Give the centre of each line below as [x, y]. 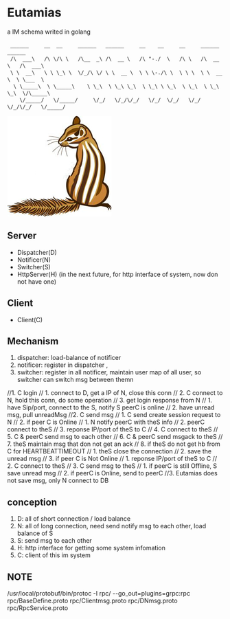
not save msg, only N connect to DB [58, 481]
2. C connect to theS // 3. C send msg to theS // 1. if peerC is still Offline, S [112, 466]
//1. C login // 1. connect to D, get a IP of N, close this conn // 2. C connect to [115, 393]
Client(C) [30, 319]
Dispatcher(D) [37, 252]
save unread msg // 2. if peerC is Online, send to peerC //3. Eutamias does [112, 473]
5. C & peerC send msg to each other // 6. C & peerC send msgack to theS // [115, 437]
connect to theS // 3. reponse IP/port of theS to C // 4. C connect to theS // [113, 429]
